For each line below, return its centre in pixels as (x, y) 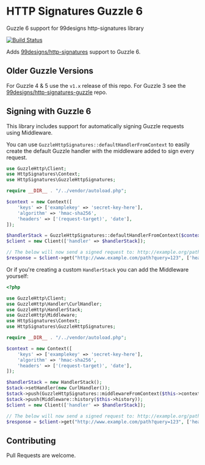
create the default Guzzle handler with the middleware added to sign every (100, 151)
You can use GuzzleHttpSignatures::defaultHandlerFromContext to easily (98, 144)
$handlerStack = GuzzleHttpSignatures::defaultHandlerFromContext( (94, 236)
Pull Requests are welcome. (41, 455)
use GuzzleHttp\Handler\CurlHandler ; (54, 304)
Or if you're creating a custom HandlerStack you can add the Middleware (98, 269)
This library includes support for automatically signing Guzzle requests (95, 126)
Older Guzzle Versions (50, 71)
